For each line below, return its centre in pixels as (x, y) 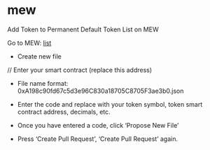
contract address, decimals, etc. (64, 112)
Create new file (39, 56)
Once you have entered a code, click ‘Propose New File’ (98, 125)
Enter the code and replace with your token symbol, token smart (110, 104)
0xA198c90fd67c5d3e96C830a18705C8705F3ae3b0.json (100, 91)
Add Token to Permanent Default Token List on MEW (83, 29)
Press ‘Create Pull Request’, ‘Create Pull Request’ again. (98, 139)
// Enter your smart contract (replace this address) (80, 70)
